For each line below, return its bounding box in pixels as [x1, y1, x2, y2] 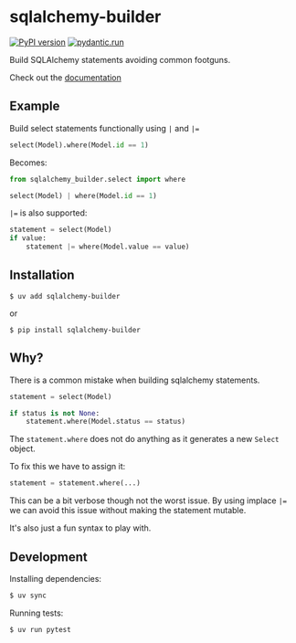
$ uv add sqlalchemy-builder [9, 291, 121, 300]
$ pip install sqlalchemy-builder [9, 325, 142, 334]
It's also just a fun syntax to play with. [9, 522, 152, 533]
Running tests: [9, 607, 64, 618]
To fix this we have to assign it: [9, 461, 126, 472]
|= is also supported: [9, 207, 88, 218]
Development [9, 549, 89, 564]
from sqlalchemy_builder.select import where [9, 174, 185, 184]
